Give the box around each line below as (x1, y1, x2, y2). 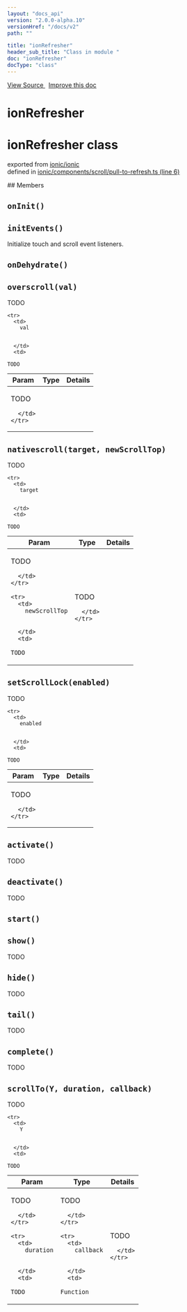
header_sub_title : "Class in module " (7, 49, 120, 56)
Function (60, 1288, 89, 1296)
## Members (7, 180, 44, 189)
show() (7, 936, 36, 946)
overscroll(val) (7, 281, 78, 292)
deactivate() (7, 877, 64, 887)
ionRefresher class (7, 137, 118, 153)
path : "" (7, 29, 33, 37)
